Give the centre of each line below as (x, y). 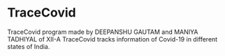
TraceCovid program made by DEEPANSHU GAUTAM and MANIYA (103, 32)
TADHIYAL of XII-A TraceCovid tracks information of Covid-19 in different (112, 39)
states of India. (29, 46)
